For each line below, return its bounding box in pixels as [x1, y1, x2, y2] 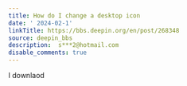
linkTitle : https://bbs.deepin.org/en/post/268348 [8, 26, 180, 34]
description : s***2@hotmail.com [8, 41, 119, 49]
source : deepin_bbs [8, 33, 73, 42]
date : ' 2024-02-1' [8, 19, 73, 27]
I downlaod [8, 71, 45, 80]
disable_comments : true [8, 49, 88, 57]
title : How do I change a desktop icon [8, 11, 141, 20]
